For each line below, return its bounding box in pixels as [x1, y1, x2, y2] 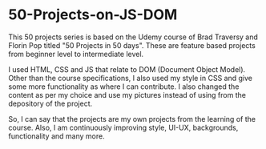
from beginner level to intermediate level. [8, 49, 144, 58]
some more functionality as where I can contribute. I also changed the [8, 82, 240, 91]
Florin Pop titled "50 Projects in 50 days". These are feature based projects [8, 40, 256, 50]
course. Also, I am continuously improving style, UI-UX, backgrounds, [8, 123, 239, 132]
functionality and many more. [8, 131, 106, 141]
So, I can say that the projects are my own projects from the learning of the [8, 114, 256, 123]
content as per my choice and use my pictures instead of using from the [8, 90, 247, 99]
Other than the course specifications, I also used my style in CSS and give [8, 73, 252, 83]
